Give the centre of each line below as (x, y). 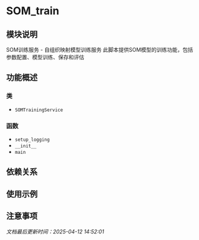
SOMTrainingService (39, 110)
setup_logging (32, 140)
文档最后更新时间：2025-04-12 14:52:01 (55, 231)
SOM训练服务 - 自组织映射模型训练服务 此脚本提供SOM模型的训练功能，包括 (99, 50)
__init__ (26, 146)
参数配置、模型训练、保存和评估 (45, 57)
